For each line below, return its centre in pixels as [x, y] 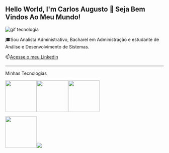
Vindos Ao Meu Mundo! [43, 17]
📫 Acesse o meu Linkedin [32, 57]
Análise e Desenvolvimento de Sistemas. [47, 46]
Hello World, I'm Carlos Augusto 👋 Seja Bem [75, 9]
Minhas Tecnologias [26, 73]
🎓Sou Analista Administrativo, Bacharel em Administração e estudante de [82, 39]
